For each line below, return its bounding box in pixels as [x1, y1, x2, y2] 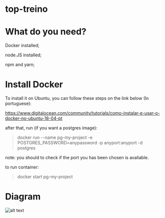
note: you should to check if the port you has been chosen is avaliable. [5, 155, 149, 161]
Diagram [5, 191, 41, 202]
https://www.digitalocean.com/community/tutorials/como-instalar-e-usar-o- [5, 110, 160, 116]
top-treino [5, 3, 48, 15]
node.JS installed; [5, 52, 42, 58]
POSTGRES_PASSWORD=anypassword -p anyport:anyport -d [17, 140, 143, 146]
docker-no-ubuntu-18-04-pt [5, 115, 63, 122]
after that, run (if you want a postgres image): [5, 125, 98, 131]
